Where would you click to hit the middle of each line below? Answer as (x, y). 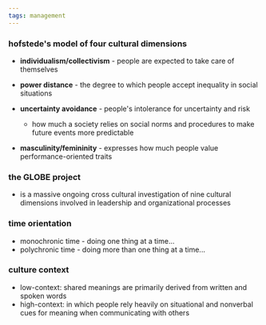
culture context (39, 270)
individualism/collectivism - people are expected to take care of (127, 61)
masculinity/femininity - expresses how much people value (119, 147)
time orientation (40, 224)
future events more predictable (83, 132)
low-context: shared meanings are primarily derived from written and (133, 287)
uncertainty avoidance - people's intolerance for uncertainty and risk (135, 108)
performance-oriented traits (66, 156)
